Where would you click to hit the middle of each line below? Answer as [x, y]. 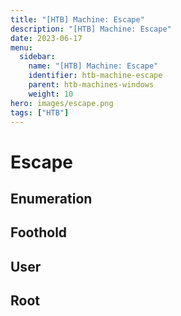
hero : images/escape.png [62, 103]
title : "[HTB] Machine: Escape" [77, 19]
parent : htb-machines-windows [91, 85]
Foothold [39, 232]
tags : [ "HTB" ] [40, 112]
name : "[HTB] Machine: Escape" [93, 66]
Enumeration [51, 198]
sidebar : [37, 57]
